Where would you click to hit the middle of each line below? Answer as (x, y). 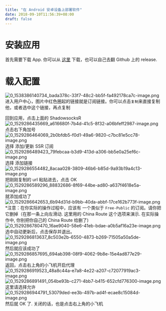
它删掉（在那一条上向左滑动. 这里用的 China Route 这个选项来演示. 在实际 (80, 214)
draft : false (19, 19)
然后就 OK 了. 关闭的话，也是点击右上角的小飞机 (54, 304)
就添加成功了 (18, 197)
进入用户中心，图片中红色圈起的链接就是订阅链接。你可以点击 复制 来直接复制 (83, 102)
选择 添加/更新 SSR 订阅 (29, 146)
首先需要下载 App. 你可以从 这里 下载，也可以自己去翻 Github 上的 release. (81, 59)
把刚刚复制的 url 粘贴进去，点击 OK (41, 180)
